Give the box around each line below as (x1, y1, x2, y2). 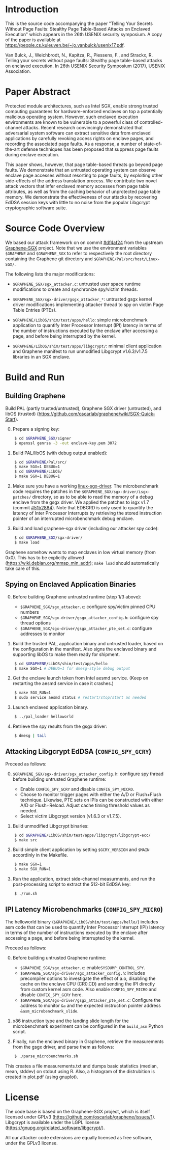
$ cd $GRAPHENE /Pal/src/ (14, 459, 67, 464)
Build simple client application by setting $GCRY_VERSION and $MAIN (12, 846, 150, 853)
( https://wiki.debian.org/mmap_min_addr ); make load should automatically (5, 560, 159, 566)
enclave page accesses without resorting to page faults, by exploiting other (5, 172, 163, 178)
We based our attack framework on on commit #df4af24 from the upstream (5, 239, 163, 245)
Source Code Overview (5, 223, 105, 234)
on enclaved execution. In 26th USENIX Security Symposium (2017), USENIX (5, 63, 165, 69)
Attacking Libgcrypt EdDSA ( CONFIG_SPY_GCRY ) (5, 747, 152, 756)
